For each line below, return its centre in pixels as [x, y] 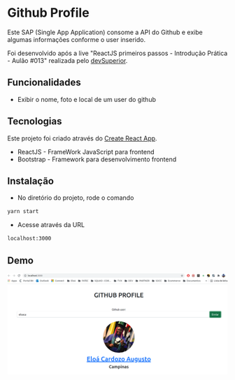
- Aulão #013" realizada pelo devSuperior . [67, 60]
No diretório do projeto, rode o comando [76, 198]
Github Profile [48, 13]
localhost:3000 [29, 239]
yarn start [23, 212]
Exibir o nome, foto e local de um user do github [86, 99]
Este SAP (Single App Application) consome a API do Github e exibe [105, 32]
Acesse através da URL [51, 225]
